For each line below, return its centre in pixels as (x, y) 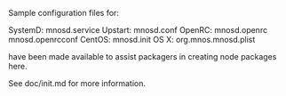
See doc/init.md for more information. (77, 83)
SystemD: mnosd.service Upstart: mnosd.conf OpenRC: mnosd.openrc (138, 30)
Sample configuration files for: (64, 13)
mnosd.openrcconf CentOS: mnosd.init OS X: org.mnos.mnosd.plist (132, 40)
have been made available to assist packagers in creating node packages (143, 56)
